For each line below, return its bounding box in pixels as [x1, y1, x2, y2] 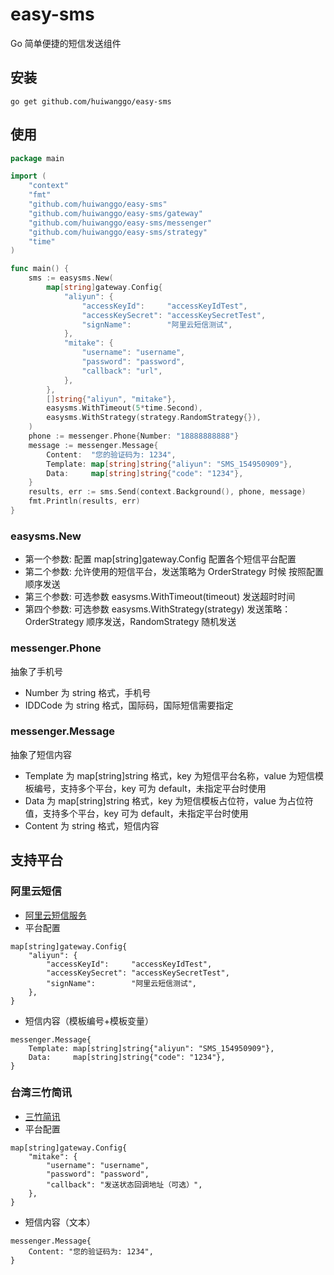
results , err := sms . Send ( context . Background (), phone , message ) [28, 487, 307, 497]
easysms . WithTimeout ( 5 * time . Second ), [46, 403, 203, 413]
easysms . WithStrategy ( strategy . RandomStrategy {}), [46, 413, 262, 423]
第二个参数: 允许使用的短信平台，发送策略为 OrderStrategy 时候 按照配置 [24, 566, 325, 578]
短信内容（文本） [24, 1216, 96, 1228]
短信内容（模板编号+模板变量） [24, 1014, 155, 1027]
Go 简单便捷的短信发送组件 [10, 37, 122, 49]
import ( [10, 171, 47, 182]
